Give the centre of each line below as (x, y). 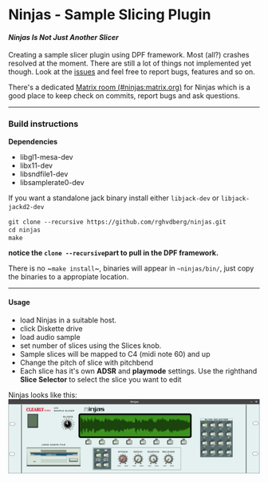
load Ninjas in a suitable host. (68, 320)
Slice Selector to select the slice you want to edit (100, 379)
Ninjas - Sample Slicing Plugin (110, 15)
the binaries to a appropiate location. (69, 276)
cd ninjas (25, 230)
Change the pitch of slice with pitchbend (87, 362)
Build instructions (43, 124)
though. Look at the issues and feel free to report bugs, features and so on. (132, 72)
